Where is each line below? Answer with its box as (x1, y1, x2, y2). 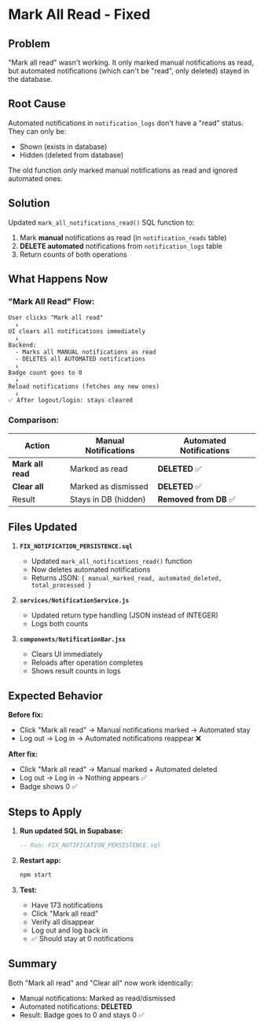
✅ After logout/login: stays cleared (8, 396, 134, 405)
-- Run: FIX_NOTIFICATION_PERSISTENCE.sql (19, 841, 161, 850)
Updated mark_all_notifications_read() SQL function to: (8, 217, 195, 227)
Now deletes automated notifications (31, 565, 151, 574)
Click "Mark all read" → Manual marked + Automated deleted (19, 765, 218, 774)
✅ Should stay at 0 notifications (31, 933, 134, 943)
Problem (8, 37, 51, 50)
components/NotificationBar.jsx (19, 636, 126, 643)
